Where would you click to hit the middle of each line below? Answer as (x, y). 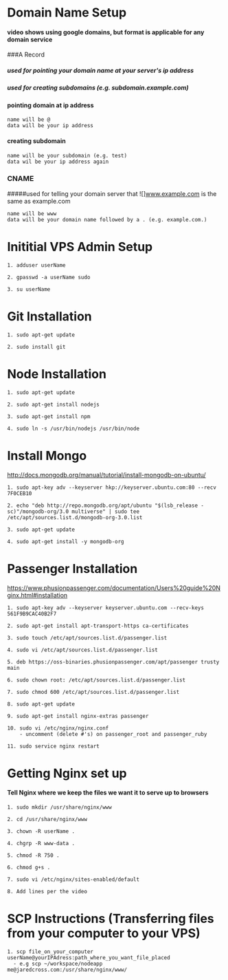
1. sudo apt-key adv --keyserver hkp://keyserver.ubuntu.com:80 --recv (112, 487)
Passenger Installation (72, 568)
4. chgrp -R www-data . (41, 843)
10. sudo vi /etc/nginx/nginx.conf (58, 728)
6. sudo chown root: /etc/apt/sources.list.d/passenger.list (96, 680)
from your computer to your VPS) (104, 934)
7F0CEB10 (20, 493)
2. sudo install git (37, 347)
